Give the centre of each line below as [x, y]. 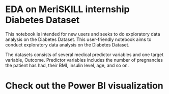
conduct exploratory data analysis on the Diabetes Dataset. [67, 44]
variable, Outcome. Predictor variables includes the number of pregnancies [84, 60]
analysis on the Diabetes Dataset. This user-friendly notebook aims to [78, 39]
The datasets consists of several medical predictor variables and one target [84, 55]
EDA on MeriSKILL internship [67, 9]
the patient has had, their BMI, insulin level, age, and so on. [67, 65]
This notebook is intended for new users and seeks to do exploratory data [83, 34]
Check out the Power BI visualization [84, 86]
